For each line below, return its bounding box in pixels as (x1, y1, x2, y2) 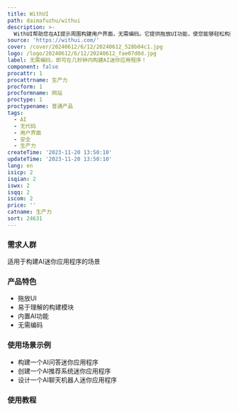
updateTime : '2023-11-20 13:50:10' (7, 155, 113, 163)
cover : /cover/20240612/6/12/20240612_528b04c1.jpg (7, 43, 163, 50)
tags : (7, 109, 23, 116)
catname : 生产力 (7, 209, 52, 216)
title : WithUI (7, 10, 50, 18)
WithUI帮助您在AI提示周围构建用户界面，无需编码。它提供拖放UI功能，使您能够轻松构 (13, 30, 230, 38)
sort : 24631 (7, 215, 42, 222)
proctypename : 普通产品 (7, 103, 73, 110)
